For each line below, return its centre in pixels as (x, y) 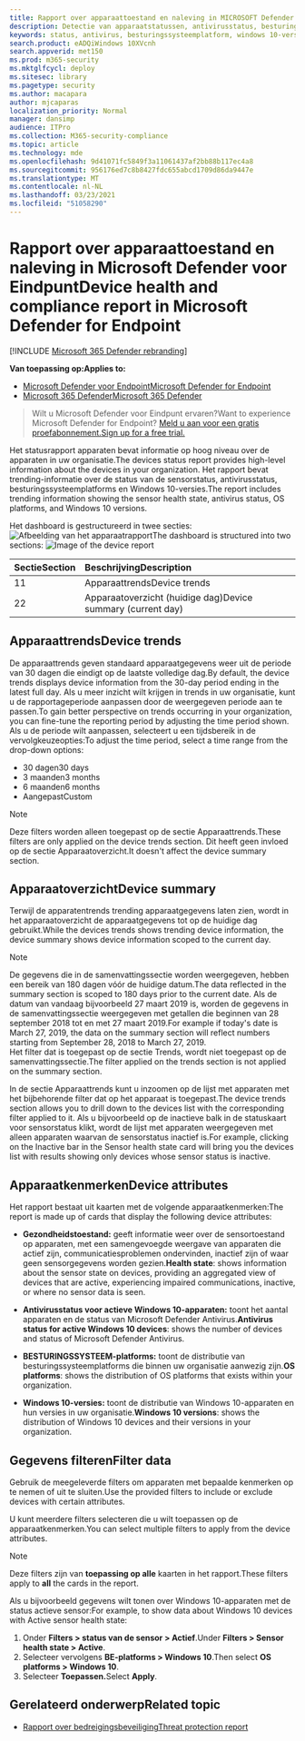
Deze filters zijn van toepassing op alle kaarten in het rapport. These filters (149, 1574)
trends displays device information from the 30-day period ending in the (144, 682)
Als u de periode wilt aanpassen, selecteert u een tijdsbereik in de (133, 730)
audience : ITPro (40, 128)
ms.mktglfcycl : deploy (52, 69)
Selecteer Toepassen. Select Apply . (89, 1677)
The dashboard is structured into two (222, 535)
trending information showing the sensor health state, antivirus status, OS (147, 498)
